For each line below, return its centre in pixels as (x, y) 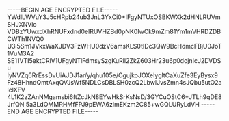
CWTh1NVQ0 (26, 39)
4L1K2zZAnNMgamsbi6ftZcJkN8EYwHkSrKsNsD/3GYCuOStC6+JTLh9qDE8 (114, 97)
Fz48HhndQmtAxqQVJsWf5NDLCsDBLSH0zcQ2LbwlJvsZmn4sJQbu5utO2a (114, 82)
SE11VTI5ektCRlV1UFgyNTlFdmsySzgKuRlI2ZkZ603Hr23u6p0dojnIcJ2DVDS (114, 60)
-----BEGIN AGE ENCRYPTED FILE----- (63, 10)
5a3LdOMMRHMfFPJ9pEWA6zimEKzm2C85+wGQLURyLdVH (112, 104)
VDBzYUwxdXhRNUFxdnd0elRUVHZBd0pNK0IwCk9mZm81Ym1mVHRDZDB (114, 31)
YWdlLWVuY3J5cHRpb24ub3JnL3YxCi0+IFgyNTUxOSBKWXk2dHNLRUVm (114, 17)
